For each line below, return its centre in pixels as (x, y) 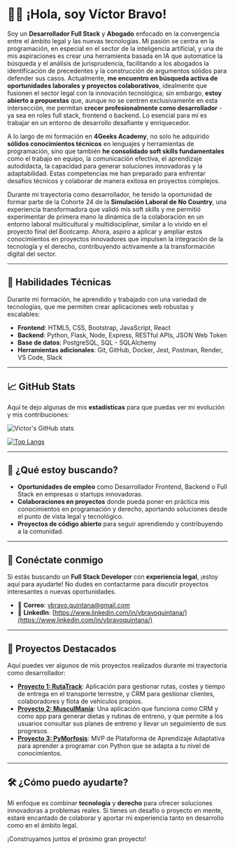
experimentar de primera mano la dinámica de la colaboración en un (106, 217)
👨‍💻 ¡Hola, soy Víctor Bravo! (87, 14)
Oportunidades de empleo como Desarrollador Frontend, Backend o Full (122, 487)
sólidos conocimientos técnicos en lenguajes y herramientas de (101, 143)
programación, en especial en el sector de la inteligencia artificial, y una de (115, 48)
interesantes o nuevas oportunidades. (62, 592)
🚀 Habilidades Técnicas (59, 282)
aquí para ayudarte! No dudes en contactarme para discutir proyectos (108, 584)
